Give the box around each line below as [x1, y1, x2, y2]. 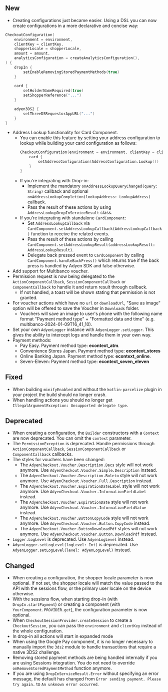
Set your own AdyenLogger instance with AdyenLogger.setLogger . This [12, 326, 154, 332]
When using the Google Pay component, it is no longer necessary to [12, 638, 153, 645]
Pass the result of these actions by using [27, 204, 111, 210]
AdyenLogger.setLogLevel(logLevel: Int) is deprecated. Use [12, 542, 138, 548]
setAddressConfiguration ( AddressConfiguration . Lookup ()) [37, 159, 159, 164]
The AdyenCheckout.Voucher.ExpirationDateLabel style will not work [19, 483, 160, 489]
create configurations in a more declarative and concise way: [12, 23, 138, 29]
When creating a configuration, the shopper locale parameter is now [12, 575, 153, 581]
